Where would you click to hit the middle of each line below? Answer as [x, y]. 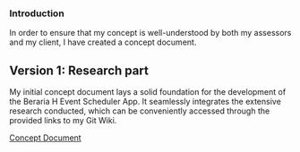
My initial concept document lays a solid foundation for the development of [148, 92]
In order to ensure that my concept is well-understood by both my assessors [150, 33]
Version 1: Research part [79, 70]
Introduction [37, 13]
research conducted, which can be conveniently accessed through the [140, 111]
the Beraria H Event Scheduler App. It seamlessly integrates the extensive [146, 102]
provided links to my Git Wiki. [63, 121]
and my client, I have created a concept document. [103, 42]
